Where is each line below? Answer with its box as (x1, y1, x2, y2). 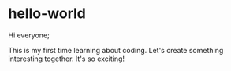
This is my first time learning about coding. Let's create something (8, 45, 224, 55)
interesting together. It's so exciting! (8, 54, 125, 63)
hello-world (8, 5, 87, 23)
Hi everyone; (8, 30, 50, 40)
